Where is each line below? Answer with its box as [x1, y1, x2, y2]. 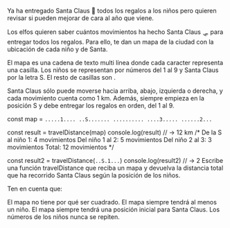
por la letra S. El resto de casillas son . [7, 73, 116, 81]
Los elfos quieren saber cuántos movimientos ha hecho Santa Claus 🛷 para [7, 28, 224, 36]
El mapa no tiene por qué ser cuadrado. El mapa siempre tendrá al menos [7, 198, 217, 206]
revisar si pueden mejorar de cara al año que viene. [7, 14, 154, 22]
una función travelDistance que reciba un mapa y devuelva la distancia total [7, 164, 224, 172]
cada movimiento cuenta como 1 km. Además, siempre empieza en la [7, 94, 204, 102]
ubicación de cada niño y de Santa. [7, 45, 108, 53]
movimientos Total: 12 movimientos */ [7, 143, 114, 151]
